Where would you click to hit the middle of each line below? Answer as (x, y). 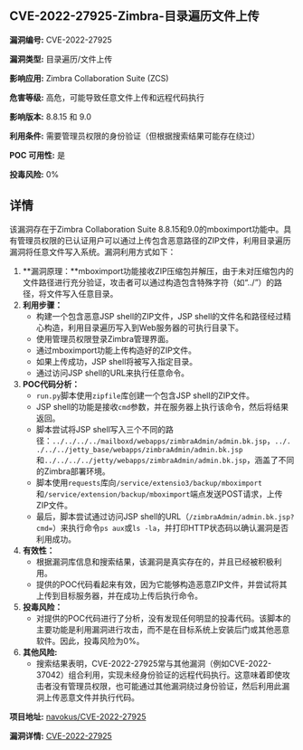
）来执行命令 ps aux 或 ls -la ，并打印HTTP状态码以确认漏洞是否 (171, 527)
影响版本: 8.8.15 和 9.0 (51, 117)
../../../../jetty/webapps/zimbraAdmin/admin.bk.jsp (145, 460)
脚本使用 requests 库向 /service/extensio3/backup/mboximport (149, 482)
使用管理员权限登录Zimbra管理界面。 (104, 338)
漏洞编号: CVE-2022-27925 (61, 40)
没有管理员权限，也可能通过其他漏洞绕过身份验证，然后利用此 (167, 686)
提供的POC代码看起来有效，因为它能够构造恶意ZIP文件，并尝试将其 (161, 584)
